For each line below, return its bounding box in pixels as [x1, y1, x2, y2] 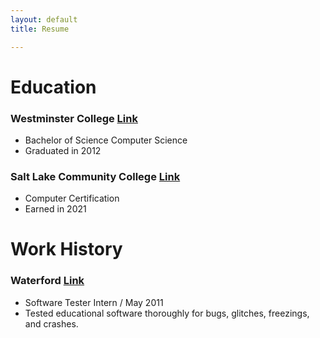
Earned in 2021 [24, 203, 87, 215]
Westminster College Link [10, 111, 138, 125]
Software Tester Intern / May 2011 [24, 296, 164, 308]
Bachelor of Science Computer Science [24, 134, 188, 146]
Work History [10, 238, 123, 261]
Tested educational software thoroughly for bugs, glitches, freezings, [24, 307, 310, 319]
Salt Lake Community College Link [10, 169, 181, 183]
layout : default [10, 14, 78, 25]
